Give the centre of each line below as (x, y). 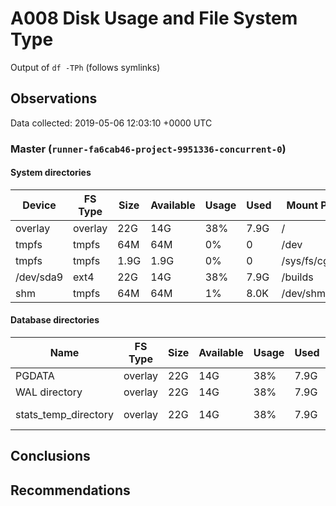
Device (39, 205)
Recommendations (70, 490)
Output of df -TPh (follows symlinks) (85, 67)
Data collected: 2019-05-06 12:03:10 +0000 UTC (111, 123)
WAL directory (49, 392)
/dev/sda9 (39, 277)
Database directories (55, 320)
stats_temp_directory (64, 415)
